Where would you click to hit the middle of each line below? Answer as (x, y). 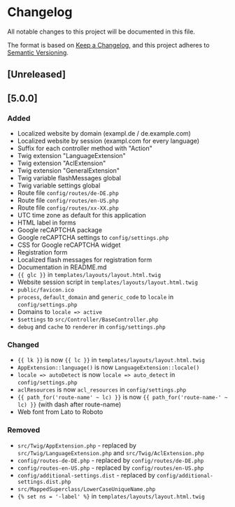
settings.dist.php (44, 482)
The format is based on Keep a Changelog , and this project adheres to (108, 45)
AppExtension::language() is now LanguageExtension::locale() (108, 367)
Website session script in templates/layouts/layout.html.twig (107, 282)
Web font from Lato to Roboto (60, 412)
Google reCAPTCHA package (60, 230)
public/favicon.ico (46, 290)
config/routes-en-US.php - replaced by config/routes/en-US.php (111, 467)
